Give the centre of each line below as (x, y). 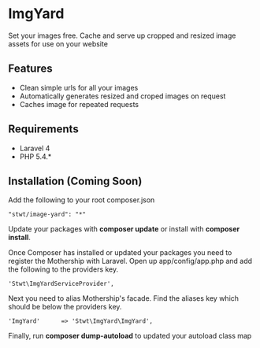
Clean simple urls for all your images (79, 87)
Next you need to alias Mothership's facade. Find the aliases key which (123, 298)
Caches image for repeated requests (79, 104)
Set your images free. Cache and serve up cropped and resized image (122, 35)
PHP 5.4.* (35, 156)
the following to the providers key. (63, 269)
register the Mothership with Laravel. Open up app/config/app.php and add (130, 261)
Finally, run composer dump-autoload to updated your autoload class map (130, 336)
